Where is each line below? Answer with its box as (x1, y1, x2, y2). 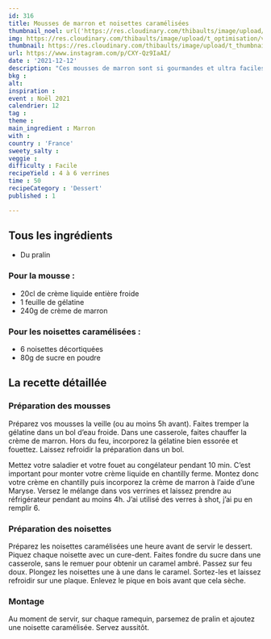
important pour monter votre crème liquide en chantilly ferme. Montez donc (8, 469, 260, 478)
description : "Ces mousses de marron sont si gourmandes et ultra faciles (8, 65, 265, 73)
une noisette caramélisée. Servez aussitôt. (8, 623, 150, 633)
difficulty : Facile (8, 162, 78, 170)
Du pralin (19, 250, 51, 260)
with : (8, 132, 31, 140)
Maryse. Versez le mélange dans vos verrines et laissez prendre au (8, 486, 231, 495)
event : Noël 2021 (8, 94, 70, 102)
